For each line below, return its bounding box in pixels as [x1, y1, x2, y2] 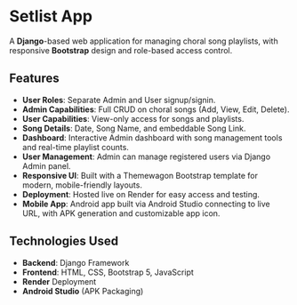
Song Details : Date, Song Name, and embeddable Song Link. [21, 123, 246, 133]
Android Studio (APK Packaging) [21, 285, 144, 296]
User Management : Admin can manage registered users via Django [21, 151, 271, 162]
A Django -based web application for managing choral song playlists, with [9, 36, 278, 46]
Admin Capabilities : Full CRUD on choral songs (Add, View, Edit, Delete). [21, 104, 290, 115]
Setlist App [9, 6, 93, 27]
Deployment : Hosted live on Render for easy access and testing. [21, 189, 261, 199]
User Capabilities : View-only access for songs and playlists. [21, 113, 245, 124]
